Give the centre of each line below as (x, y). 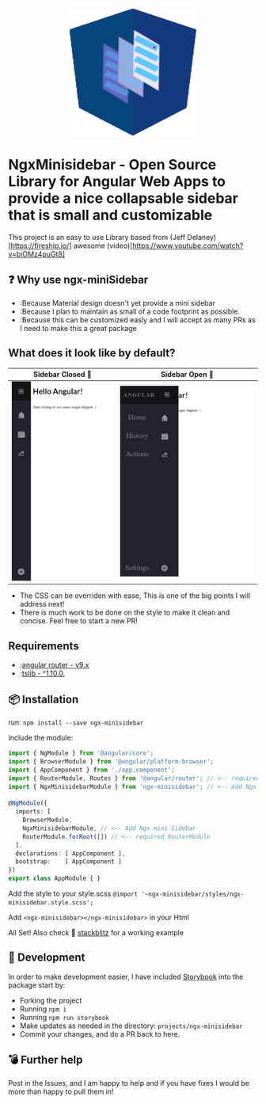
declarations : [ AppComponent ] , (70, 853)
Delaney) (202, 237)
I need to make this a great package (78, 328)
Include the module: (41, 738)
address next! (42, 604)
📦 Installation (44, 699)
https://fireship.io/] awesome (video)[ (72, 246)
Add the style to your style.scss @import (73, 893)
